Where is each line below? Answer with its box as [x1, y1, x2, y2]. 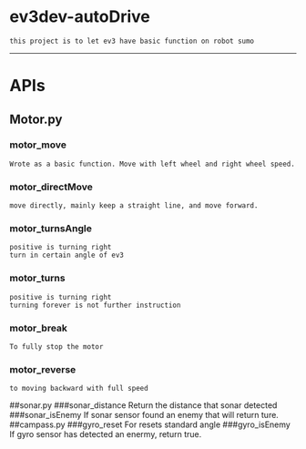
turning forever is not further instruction [9, 301, 181, 310]
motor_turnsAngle [9, 222, 93, 235]
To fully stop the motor [9, 342, 104, 352]
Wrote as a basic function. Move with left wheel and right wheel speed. [9, 159, 296, 168]
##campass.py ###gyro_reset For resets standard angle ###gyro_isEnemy [9, 419, 291, 430]
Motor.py [9, 111, 63, 127]
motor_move [9, 138, 66, 151]
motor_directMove [9, 180, 93, 193]
